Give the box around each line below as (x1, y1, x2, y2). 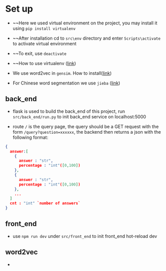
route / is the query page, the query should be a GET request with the (12, 123, 159, 130)
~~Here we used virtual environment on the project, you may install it (12, 20, 157, 26)
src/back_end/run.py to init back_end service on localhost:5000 (12, 113, 146, 119)
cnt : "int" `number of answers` (10, 201, 81, 206)
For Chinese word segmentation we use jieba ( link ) (12, 80, 120, 86)
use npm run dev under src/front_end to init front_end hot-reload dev (12, 233, 157, 239)
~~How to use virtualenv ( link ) (12, 60, 76, 66)
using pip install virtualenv (12, 25, 76, 31)
